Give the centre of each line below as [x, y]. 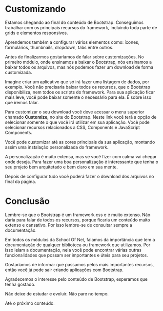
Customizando [35, 9]
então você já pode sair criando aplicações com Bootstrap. [64, 270]
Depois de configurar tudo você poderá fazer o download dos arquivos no [80, 176]
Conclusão [27, 201]
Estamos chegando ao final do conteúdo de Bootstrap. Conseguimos [74, 22]
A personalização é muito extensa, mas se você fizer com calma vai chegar [81, 156]
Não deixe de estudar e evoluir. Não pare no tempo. [57, 293]
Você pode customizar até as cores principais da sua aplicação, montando [80, 142]
